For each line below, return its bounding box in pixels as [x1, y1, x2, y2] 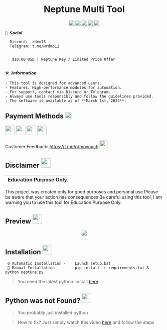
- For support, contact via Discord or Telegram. [5, 89, 111, 94]
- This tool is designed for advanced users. [5, 80, 102, 86]
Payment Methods [5, 112, 64, 121]
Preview [5, 217, 32, 226]
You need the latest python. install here [17, 279, 99, 285]
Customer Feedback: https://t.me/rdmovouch [5, 143, 99, 149]
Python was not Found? [5, 296, 81, 305]
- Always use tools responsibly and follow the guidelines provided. [5, 94, 154, 99]
